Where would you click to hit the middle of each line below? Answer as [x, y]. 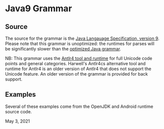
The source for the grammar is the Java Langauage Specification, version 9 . [82, 38]
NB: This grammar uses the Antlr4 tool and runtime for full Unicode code [79, 58]
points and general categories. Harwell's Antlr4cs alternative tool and [76, 64]
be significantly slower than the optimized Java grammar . [63, 49]
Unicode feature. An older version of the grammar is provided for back [77, 74]
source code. [18, 111]
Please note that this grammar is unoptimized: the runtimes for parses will [80, 44]
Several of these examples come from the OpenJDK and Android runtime [79, 106]
